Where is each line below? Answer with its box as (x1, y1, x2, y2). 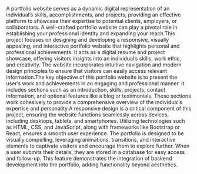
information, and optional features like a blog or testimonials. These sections (6, 92, 191, 99)
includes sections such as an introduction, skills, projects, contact (6, 86, 166, 93)
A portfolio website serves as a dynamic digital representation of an (6, 5, 170, 12)
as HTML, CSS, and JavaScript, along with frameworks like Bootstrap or (6, 123, 181, 130)
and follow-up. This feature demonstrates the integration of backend (6, 155, 172, 162)
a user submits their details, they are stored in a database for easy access (6, 149, 185, 155)
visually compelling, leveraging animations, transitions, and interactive (6, 136, 176, 143)
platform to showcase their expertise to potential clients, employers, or (6, 18, 178, 24)
